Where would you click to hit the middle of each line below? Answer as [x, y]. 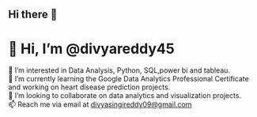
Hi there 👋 [33, 15]
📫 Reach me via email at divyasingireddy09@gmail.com [100, 104]
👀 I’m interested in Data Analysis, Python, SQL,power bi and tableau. [119, 70]
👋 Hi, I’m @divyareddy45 [92, 49]
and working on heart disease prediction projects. [89, 87]
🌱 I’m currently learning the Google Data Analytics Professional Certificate [128, 79]
